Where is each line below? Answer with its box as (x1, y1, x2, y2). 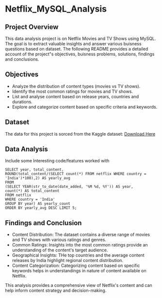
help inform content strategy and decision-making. (5, 288, 107, 294)
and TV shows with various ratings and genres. (12, 237, 107, 243)
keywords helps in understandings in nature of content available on (12, 268, 146, 274)
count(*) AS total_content (5, 189, 60, 193)
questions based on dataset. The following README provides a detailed (5, 46, 148, 52)
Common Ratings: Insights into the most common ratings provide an (12, 242, 148, 248)
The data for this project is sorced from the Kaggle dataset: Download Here (5, 131, 156, 137)
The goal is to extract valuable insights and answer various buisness (5, 41, 142, 47)
